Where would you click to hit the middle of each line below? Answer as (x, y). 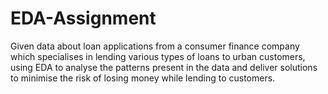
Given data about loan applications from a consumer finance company (155, 46)
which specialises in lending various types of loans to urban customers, (158, 56)
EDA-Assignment (83, 18)
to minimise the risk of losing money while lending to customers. (143, 78)
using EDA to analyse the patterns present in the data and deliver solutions (164, 67)
